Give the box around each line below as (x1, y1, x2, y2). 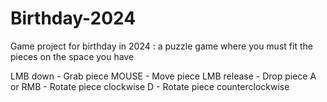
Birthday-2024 (10, 7, 137, 30)
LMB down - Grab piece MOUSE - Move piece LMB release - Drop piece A (10, 70, 317, 82)
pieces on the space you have (10, 50, 135, 62)
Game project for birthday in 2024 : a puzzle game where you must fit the (10, 40, 313, 52)
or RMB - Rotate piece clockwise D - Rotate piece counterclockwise (10, 80, 290, 92)
